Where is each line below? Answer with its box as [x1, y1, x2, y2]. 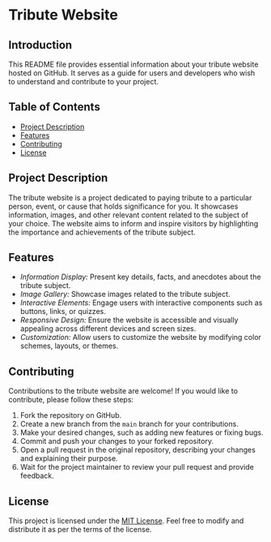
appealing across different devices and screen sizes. [19, 324, 197, 333]
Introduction [8, 38, 73, 52]
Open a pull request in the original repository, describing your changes [19, 445, 256, 455]
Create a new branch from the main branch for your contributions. [19, 419, 239, 429]
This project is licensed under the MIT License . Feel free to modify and [8, 516, 244, 526]
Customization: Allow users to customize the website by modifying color [19, 333, 261, 342]
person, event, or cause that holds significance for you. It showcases [8, 201, 239, 211]
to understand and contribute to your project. [8, 77, 159, 86]
